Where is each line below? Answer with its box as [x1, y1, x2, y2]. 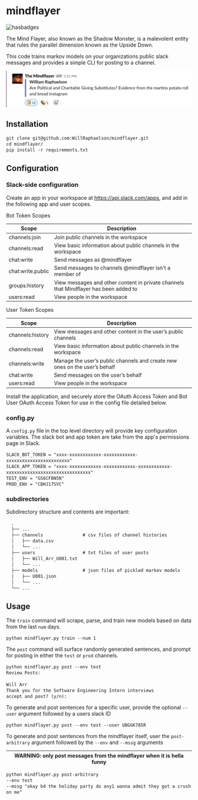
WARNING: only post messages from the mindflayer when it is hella [14, 752, 184, 759]
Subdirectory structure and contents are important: [6, 508, 130, 515]
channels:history [8, 331, 49, 338]
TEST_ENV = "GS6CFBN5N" [6, 475, 65, 481]
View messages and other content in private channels [54, 279, 184, 286]
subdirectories [6, 495, 49, 503]
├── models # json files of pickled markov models [11, 568, 181, 574]
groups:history [8, 282, 44, 289]
